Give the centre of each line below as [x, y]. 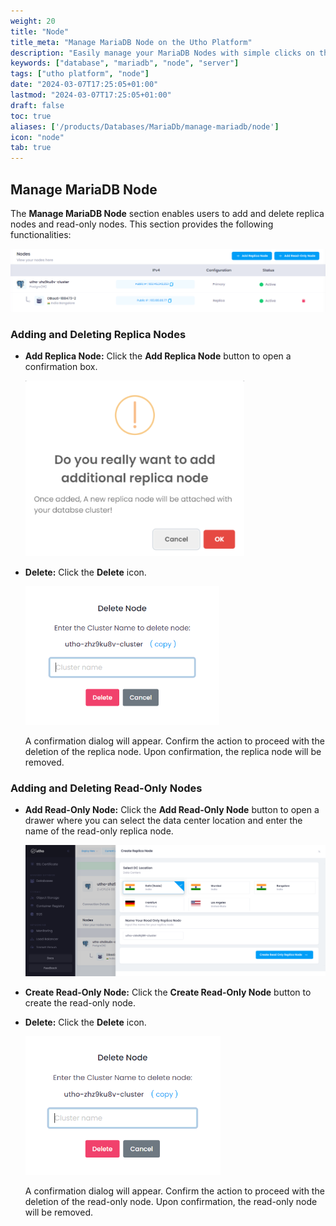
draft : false [37, 105]
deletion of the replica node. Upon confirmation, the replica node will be [173, 752]
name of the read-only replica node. [99, 831]
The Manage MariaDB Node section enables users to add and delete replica [167, 213]
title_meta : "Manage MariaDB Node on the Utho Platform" [131, 42]
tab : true [31, 148]
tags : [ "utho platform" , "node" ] [80, 74]
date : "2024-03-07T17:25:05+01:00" [84, 85]
